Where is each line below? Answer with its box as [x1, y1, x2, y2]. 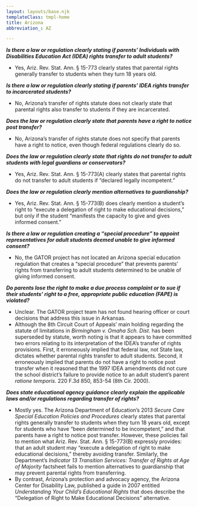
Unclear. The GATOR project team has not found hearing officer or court [14, 308, 190, 316]
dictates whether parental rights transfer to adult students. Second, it [14, 352, 183, 359]
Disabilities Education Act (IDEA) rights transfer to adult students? [6, 53, 173, 60]
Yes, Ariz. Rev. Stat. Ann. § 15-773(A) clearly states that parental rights [14, 171, 186, 178]
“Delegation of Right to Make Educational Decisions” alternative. [14, 495, 171, 502]
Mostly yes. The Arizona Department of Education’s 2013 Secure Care [14, 407, 185, 414]
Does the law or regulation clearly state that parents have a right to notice [6, 118, 192, 125]
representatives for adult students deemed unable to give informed [6, 236, 175, 243]
